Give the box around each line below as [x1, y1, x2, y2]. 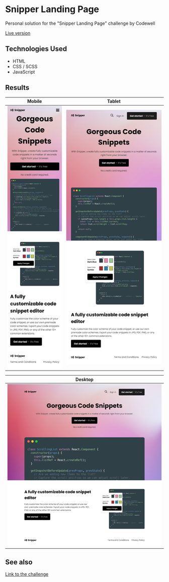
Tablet [107, 98, 121, 104]
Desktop [75, 376, 94, 382]
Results [5, 83, 30, 92]
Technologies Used [5, 44, 67, 54]
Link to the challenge [5, 571, 49, 577]
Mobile [27, 98, 42, 104]
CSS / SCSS [12, 63, 38, 69]
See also [5, 558, 33, 566]
